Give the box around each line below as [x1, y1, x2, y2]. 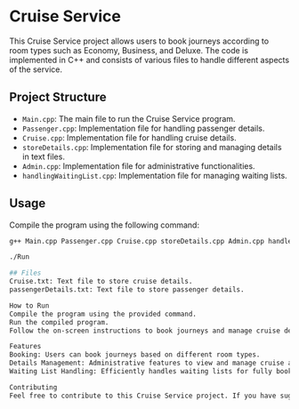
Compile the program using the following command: [9, 220, 200, 230]
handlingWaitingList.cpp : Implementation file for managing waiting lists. [21, 170, 287, 180]
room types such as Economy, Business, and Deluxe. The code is [9, 44, 249, 55]
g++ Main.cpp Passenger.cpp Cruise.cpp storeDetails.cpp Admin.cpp [9, 237, 265, 245]
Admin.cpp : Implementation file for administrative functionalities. [21, 160, 255, 171]
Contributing [9, 382, 58, 392]
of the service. [9, 64, 62, 75]
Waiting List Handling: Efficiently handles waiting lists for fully [9, 367, 273, 376]
